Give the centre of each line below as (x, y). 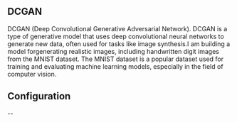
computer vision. (32, 74)
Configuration (39, 96)
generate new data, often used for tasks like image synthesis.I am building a (119, 44)
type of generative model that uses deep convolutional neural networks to (116, 36)
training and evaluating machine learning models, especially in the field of (115, 66)
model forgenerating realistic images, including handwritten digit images (113, 51)
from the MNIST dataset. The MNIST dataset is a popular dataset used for (116, 59)
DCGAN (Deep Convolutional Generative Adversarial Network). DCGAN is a (117, 28)
